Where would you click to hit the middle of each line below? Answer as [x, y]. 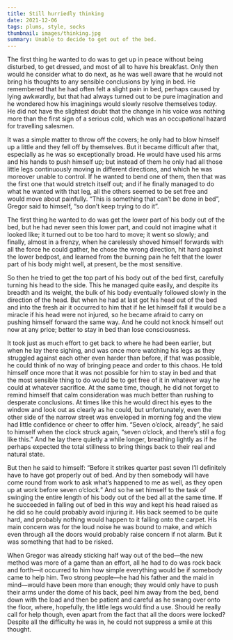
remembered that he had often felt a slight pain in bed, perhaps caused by [114, 89]
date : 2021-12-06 [32, 20]
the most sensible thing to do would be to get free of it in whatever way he [114, 380]
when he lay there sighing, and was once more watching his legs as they [111, 351]
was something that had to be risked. [60, 542]
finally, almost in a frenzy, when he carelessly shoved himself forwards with [115, 242]
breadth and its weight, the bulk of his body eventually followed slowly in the [117, 293]
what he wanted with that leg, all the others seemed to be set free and [108, 192]
